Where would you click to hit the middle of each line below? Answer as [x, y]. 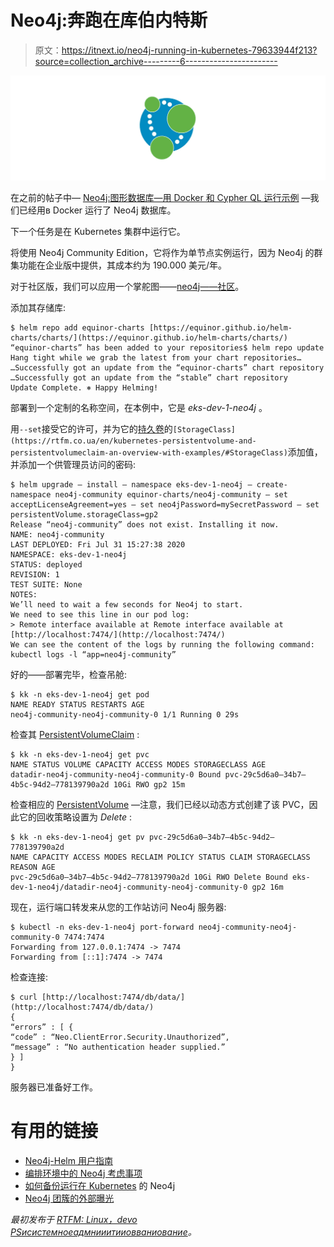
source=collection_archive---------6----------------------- [156, 61]
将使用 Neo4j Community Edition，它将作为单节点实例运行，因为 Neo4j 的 [162, 252]
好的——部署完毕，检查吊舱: [69, 674]
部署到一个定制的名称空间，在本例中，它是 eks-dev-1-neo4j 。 [139, 407]
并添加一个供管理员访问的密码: [73, 464]
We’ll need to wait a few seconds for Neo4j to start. [127, 604]
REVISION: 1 [35, 574]
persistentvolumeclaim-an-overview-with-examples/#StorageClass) [149, 452]
